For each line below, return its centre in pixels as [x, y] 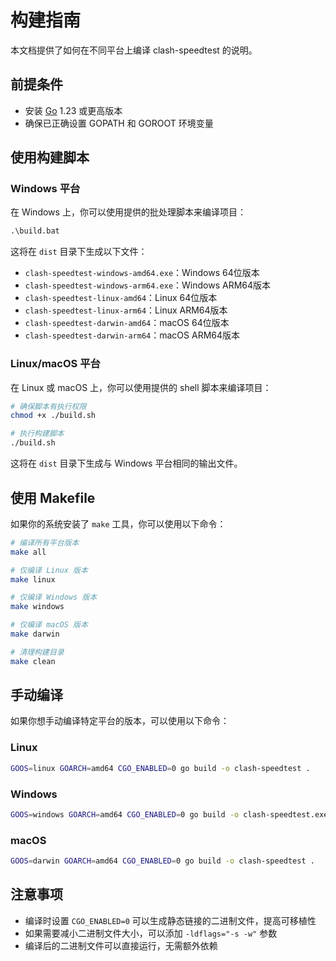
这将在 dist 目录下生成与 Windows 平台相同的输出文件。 [126, 463]
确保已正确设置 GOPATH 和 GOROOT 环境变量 [119, 123]
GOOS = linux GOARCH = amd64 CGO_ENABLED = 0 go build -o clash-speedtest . [160, 768]
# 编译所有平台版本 [45, 542]
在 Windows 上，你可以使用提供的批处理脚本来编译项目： [128, 212]
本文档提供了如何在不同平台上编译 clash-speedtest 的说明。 [134, 50]
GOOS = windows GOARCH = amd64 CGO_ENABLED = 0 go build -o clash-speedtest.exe [169, 814]
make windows [37, 607]
